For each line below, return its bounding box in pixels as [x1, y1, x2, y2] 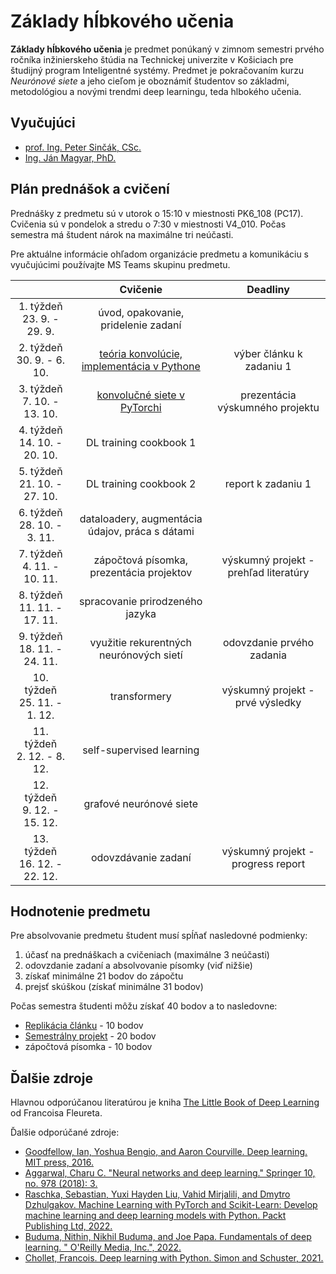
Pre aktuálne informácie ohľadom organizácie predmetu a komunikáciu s [10, 248, 309, 260]
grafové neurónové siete [83, 796, 199, 810]
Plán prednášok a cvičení [10, 181, 170, 198]
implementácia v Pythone [81, 359, 201, 373]
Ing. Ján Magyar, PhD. [24, 151, 117, 164]
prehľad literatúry [227, 565, 310, 579]
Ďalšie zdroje [10, 1070, 93, 1087]
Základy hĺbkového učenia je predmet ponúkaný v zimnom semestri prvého [10, 43, 325, 55]
